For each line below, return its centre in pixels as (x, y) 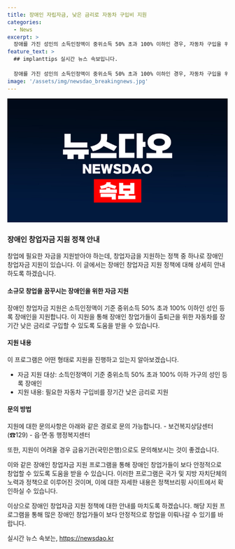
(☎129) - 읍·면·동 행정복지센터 (49, 435)
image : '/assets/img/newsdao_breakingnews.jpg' (78, 81)
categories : (24, 22)
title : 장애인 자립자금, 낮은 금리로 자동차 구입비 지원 (77, 15)
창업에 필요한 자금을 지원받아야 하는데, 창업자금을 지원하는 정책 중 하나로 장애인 (115, 256)
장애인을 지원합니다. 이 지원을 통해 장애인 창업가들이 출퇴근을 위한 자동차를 (116, 317)
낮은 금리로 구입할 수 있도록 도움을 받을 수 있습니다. (90, 325)
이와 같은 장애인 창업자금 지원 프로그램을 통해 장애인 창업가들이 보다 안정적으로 (115, 464)
